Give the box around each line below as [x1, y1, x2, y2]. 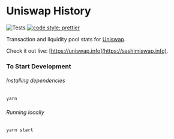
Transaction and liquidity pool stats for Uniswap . [6, 35, 126, 43]
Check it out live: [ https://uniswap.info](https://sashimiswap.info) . [6, 47, 169, 55]
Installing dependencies [6, 77, 65, 84]
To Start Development [6, 62, 71, 70]
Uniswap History [6, 4, 91, 18]
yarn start [6, 127, 34, 133]
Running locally [6, 108, 45, 116]
